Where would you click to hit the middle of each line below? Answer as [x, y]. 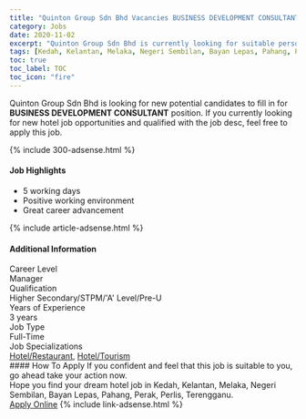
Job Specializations [46, 346]
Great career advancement [73, 209]
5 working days [51, 190]
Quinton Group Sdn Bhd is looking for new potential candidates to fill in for [149, 103]
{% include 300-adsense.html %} [72, 149]
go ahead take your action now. [68, 375]
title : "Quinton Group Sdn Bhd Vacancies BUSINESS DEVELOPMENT [132, 18]
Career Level [33, 269]
